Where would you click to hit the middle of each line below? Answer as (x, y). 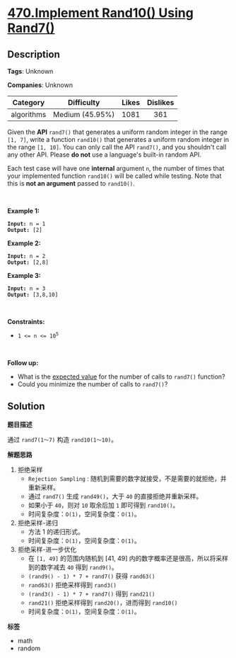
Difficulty (84, 102)
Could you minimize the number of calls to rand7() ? (93, 384)
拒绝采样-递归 (38, 523)
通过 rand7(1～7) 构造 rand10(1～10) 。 (63, 439)
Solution (26, 407)
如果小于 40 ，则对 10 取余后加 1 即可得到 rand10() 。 (104, 505)
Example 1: (24, 211)
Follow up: (23, 363)
